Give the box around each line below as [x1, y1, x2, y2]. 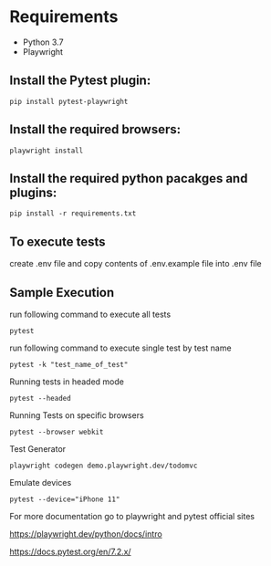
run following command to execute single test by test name [9, 342, 232, 353]
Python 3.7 [22, 37, 64, 47]
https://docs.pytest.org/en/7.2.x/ [9, 546, 131, 557]
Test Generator [9, 444, 67, 454]
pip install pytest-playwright [9, 97, 129, 106]
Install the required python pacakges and [9, 171, 248, 186]
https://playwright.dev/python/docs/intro [9, 529, 162, 540]
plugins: [9, 184, 57, 200]
